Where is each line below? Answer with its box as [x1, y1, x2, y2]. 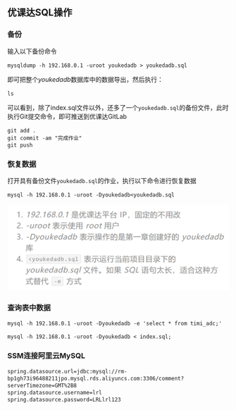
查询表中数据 [7, 302, 51, 312]
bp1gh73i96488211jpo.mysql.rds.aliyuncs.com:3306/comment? [7, 375, 185, 383]
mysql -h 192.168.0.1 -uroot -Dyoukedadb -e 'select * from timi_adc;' [7, 320, 222, 328]
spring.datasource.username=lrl [7, 390, 102, 397]
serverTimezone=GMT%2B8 [7, 383, 77, 390]
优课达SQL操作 [7, 6, 73, 19]
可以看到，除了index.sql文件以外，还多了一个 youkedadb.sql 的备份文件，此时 [7, 103, 229, 111]
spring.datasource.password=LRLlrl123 [7, 397, 121, 404]
